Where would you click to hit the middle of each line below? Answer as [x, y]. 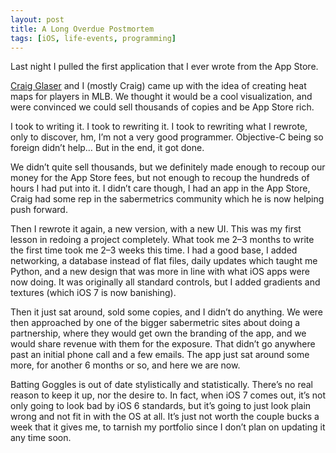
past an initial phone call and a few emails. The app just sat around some [160, 355]
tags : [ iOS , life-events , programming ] [93, 38]
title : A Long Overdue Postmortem [82, 29]
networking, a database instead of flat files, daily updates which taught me [164, 261]
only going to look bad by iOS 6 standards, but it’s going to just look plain [161, 406]
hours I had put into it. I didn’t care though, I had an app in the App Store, [160, 188]
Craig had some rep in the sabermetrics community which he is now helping [167, 199]
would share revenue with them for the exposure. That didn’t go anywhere [163, 344]
